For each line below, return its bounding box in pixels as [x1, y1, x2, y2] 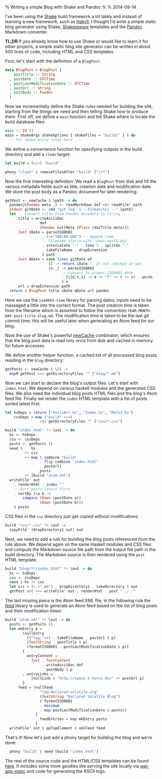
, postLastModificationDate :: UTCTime [9, 81, 90, 86]
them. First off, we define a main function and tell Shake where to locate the [5, 114, 155, 120]
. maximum [39, 703, 60, 708]
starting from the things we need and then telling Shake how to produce [5, 109, 149, 115]
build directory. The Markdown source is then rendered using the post [5, 552, 145, 557]
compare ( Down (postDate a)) [22, 496, 81, 501]
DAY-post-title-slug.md [5, 313, 53, 318]
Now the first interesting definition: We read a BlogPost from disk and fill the [5, 178, 157, 184]
